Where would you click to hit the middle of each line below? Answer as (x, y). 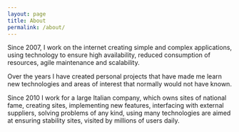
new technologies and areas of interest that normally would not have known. (119, 84)
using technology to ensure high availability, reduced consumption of (109, 55)
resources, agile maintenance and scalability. (74, 63)
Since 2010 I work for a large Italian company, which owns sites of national (117, 98)
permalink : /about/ (36, 27)
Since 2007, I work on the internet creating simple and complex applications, (120, 48)
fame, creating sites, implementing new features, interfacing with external (116, 106)
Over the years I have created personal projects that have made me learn (115, 76)
